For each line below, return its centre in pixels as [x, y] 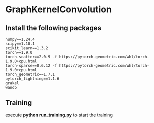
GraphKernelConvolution [59, 9]
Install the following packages [53, 28]
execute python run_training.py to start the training [59, 115]
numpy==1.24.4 [20, 39]
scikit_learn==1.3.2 [27, 48]
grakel [12, 83]
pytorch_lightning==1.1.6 [32, 79]
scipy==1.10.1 [20, 44]
